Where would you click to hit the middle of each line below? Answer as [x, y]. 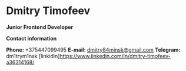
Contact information [31, 38]
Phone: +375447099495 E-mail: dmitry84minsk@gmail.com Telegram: [93, 50]
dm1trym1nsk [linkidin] [33, 56]
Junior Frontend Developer [40, 27]
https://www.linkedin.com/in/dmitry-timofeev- [115, 56]
